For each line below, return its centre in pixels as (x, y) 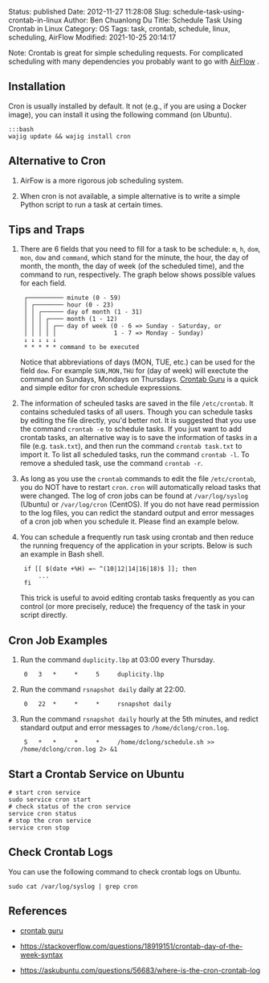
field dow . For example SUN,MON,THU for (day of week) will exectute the (134, 371)
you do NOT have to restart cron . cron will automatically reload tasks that (140, 487)
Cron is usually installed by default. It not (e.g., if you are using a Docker (128, 106)
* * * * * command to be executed (82, 348)
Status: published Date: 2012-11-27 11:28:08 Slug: (90, 12)
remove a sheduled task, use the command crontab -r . (111, 463)
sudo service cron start (50, 800)
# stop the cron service (50, 821)
